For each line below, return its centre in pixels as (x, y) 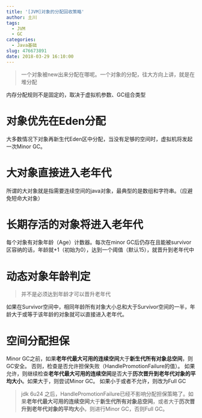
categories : (21, 40)
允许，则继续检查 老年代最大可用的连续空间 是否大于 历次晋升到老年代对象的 (98, 374)
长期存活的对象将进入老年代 (75, 224)
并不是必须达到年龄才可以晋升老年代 (66, 294)
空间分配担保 (38, 341)
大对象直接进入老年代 (59, 173)
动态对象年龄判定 (49, 276)
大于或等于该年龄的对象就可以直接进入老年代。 (69, 314)
